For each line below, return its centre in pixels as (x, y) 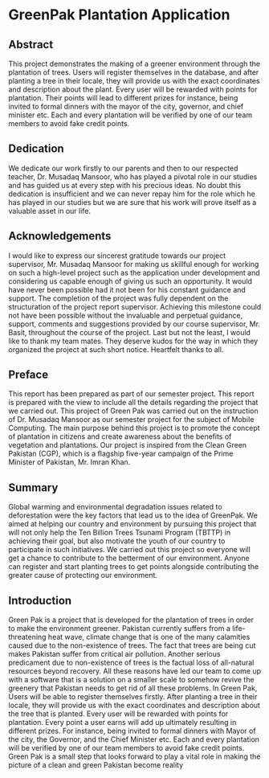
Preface (29, 375)
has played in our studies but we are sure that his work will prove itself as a (132, 202)
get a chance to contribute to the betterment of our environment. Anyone (129, 558)
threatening (27, 637)
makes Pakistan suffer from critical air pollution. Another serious (114, 654)
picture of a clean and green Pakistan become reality (96, 765)
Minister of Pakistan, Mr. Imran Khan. (69, 462)
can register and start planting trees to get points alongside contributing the (134, 567)
